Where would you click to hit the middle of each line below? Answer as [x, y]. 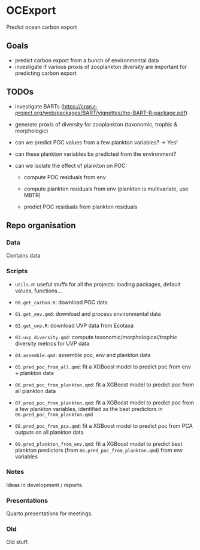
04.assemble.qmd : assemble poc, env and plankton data [83, 355]
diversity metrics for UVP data [52, 343]
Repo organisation [41, 225]
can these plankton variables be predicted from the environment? [96, 154]
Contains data [23, 256]
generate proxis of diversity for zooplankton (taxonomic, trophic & [96, 124]
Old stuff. [17, 542]
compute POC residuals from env [65, 177]
